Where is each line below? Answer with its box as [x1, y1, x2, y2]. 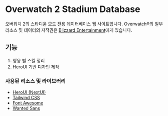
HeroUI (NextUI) [12, 89, 46, 95]
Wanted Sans [12, 105, 40, 111]
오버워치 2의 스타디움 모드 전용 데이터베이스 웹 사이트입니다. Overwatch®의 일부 [5, 21, 163, 27]
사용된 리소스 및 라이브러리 [5, 77, 66, 84]
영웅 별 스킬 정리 [12, 57, 45, 63]
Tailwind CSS [12, 94, 40, 101]
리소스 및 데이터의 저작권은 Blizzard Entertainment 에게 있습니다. [5, 27, 132, 33]
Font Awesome [12, 100, 44, 106]
